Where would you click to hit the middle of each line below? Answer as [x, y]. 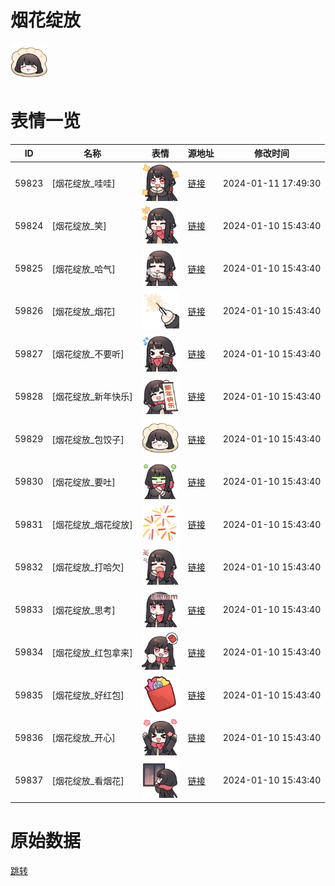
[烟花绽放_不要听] [88, 354]
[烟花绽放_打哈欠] [88, 567]
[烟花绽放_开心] [83, 738]
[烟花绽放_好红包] [88, 695]
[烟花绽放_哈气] [83, 268]
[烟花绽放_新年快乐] [92, 397]
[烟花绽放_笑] [79, 226]
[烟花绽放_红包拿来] [92, 652]
